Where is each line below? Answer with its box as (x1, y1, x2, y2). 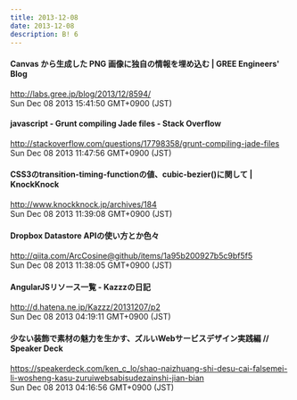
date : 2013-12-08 (10, 21, 75, 30)
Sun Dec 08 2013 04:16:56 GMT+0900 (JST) (10, 381, 175, 393)
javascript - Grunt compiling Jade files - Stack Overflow (10, 118, 222, 129)
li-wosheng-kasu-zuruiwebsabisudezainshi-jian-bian (10, 372, 204, 383)
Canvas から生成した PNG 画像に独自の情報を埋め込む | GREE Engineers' (10, 58, 280, 69)
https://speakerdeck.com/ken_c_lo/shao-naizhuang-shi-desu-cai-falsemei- (10, 362, 288, 373)
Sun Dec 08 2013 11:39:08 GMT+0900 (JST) (10, 208, 173, 219)
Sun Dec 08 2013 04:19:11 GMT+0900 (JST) (10, 312, 172, 322)
